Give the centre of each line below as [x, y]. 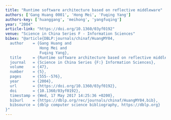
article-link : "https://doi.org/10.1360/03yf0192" [60, 29]
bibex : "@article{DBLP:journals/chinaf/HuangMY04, [60, 39]
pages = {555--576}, [36, 77]
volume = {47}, [30, 67]
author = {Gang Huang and [41, 43]
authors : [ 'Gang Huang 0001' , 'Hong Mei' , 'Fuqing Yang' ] [68, 15]
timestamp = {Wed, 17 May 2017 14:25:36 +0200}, [62, 95]
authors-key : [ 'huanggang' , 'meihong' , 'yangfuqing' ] [64, 19]
